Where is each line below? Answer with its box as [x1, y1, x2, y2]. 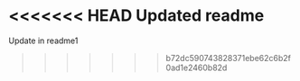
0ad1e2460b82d [165, 62, 228, 73]
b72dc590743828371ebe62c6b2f [165, 52, 291, 63]
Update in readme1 [8, 35, 79, 46]
